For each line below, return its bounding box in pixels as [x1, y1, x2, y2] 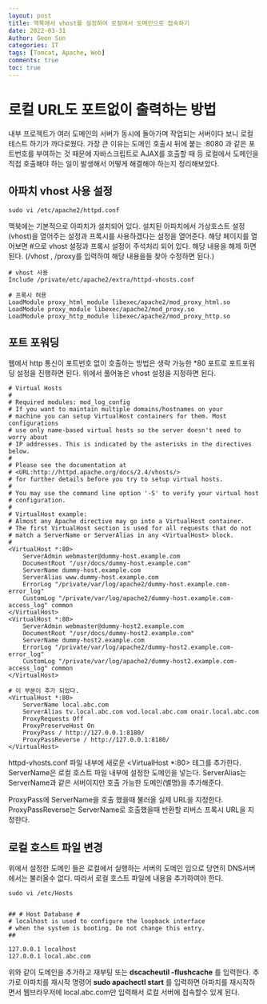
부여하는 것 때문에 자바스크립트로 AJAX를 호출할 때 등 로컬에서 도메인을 [35, 149, 259, 158]
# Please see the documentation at [8, 462, 127, 470]
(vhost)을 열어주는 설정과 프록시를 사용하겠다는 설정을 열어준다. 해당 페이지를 [8, 231, 249, 241]
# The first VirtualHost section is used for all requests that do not [8, 525, 252, 533]
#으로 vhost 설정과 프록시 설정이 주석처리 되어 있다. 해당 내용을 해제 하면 [29, 241, 257, 250]
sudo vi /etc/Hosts [8, 890, 74, 898]
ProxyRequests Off [22, 715, 84, 723]
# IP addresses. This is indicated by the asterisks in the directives [8, 441, 252, 449]
